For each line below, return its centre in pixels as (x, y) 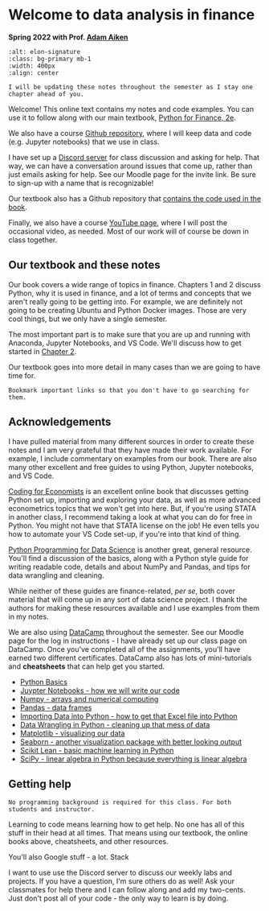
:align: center (34, 73)
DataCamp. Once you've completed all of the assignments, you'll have (124, 649)
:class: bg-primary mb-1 (50, 59)
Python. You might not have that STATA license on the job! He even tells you (134, 526)
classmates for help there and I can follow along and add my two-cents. (127, 890)
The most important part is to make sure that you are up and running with (129, 334)
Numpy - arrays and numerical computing (89, 699)
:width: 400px (32, 66)
